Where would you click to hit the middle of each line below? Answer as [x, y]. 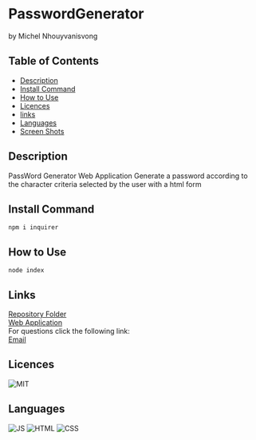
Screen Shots [42, 131]
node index [26, 271]
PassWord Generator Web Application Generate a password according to [128, 176]
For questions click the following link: [69, 331]
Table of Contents [54, 61]
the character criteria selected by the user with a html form [105, 184]
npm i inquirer [33, 228]
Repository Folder [37, 314]
